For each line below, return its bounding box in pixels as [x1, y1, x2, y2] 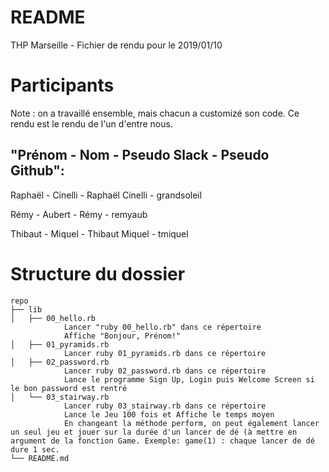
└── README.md [10, 453, 70, 463]
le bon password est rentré [10, 383, 128, 393]
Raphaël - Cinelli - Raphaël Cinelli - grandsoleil [10, 189, 203, 201]
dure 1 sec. [10, 444, 60, 455]
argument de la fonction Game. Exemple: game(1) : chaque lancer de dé [10, 436, 315, 446]
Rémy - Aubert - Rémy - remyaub [10, 208, 148, 220]
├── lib [10, 304, 43, 315]
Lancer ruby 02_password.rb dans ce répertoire [63, 366, 267, 376]
